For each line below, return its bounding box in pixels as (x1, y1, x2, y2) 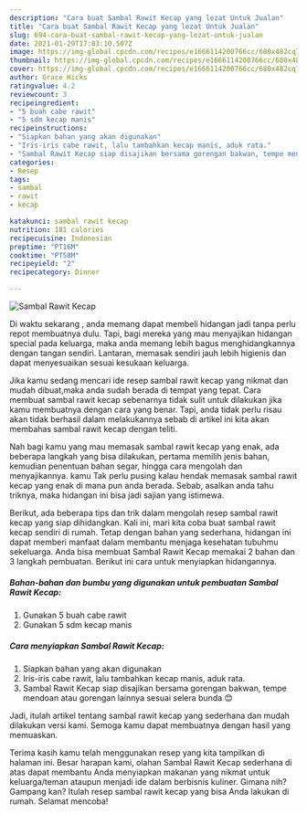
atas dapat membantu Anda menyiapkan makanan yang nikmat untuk (9, 766, 270, 777)
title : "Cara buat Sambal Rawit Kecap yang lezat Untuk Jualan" (9, 22, 259, 31)
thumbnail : (9, 56, 51, 65)
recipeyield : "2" (9, 259, 76, 269)
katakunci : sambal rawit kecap (9, 217, 129, 226)
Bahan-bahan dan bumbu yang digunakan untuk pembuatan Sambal (9, 576, 279, 587)
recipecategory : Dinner (9, 268, 101, 277)
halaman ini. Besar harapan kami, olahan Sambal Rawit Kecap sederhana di (9, 756, 292, 767)
